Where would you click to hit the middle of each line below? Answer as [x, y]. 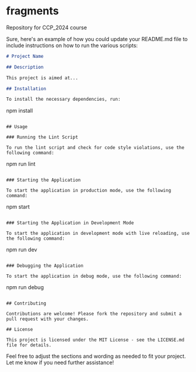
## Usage [17, 127]
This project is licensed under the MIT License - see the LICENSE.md [95, 340]
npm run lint [21, 164]
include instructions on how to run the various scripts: [72, 45]
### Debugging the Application [45, 266]
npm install [20, 111]
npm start [18, 207]
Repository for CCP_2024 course [47, 27]
